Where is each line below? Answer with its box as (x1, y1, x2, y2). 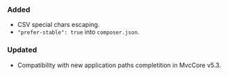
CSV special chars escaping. (17, 21, 100, 29)
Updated (7, 45, 37, 55)
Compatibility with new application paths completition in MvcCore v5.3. (17, 61, 221, 69)
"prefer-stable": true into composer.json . (17, 28, 140, 36)
